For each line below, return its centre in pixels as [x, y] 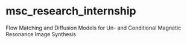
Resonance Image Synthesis [41, 34]
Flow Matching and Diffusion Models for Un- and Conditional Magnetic [93, 28]
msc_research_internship [71, 11]
